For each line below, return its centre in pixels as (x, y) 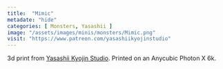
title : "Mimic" (30, 13)
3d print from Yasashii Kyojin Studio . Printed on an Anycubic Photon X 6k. (111, 58)
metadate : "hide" (32, 20)
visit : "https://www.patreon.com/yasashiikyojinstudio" (89, 39)
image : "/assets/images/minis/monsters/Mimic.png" (81, 32)
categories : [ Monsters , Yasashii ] (60, 26)
